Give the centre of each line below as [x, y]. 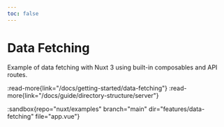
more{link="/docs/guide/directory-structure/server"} [83, 95]
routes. [17, 74]
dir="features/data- [177, 109]
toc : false [23, 14]
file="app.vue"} [58, 116]
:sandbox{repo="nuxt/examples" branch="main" [77, 109]
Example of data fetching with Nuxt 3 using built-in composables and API [112, 67]
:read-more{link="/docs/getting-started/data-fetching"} [88, 88]
